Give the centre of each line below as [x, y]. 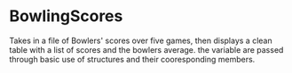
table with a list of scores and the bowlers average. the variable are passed [146, 49]
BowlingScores [66, 16]
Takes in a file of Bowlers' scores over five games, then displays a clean [141, 40]
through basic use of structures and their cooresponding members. [132, 59]
